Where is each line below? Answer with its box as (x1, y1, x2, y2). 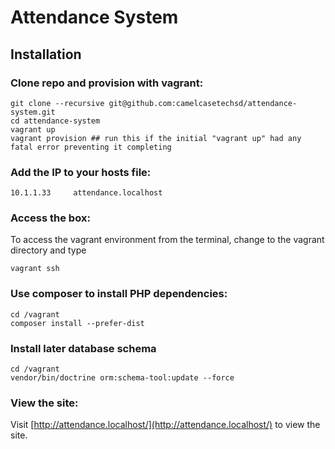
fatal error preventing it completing (10, 142, 172, 152)
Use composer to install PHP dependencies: (10, 287, 228, 301)
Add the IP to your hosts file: (10, 165, 152, 179)
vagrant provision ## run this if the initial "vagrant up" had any (10, 133, 302, 143)
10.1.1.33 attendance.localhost (10, 188, 163, 198)
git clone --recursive (10, 98, 105, 108)
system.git (10, 107, 56, 117)
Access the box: (10, 211, 91, 225)
